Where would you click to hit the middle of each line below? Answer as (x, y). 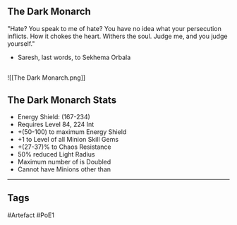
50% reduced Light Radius (56, 154)
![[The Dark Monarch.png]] (47, 78)
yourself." (21, 43)
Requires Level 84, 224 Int (56, 124)
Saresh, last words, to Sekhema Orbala (74, 57)
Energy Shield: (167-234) (54, 117)
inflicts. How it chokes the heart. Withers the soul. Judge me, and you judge (117, 36)
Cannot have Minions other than (64, 169)
